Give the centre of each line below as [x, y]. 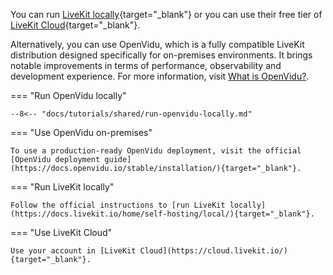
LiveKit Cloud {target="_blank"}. [75, 25]
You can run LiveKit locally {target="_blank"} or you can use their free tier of [166, 14]
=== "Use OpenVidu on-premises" [81, 132]
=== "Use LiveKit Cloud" [61, 232]
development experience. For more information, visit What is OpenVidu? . [160, 76]
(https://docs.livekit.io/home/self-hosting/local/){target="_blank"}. [162, 214]
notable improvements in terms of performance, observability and [146, 65]
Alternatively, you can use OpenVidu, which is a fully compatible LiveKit [157, 44]
